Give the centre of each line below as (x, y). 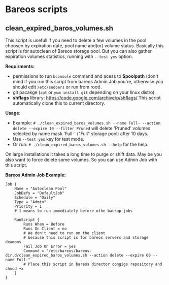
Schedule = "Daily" (35, 198)
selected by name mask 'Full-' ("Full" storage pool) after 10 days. (80, 134)
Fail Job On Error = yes (50, 246)
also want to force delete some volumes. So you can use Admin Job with (81, 160)
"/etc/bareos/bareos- (69, 251)
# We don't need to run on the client (64, 233)
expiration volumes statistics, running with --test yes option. (69, 56)
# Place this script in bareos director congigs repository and (93, 264)
